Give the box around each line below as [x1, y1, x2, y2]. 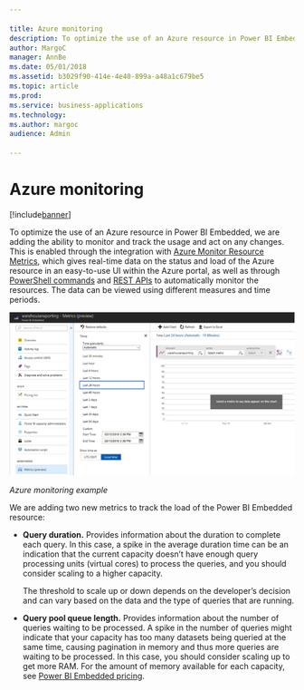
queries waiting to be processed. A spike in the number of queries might [22, 622, 292, 633]
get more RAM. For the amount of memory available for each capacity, [22, 660, 285, 671]
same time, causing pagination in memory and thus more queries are [22, 641, 280, 652]
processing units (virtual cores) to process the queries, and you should [22, 558, 287, 569]
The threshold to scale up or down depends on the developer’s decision [22, 585, 291, 596]
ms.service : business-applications [9, 101, 144, 110]
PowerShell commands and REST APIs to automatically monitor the [9, 275, 260, 286]
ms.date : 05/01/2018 [9, 63, 88, 72]
